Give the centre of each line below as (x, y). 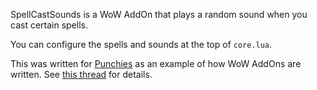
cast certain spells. (49, 25)
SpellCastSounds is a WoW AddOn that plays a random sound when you (159, 14)
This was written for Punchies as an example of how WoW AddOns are (156, 63)
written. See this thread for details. (81, 74)
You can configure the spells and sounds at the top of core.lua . (141, 44)
